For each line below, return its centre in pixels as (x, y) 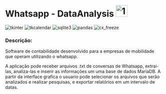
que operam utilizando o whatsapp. (42, 57)
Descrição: (19, 40)
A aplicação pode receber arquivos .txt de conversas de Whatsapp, (74, 66)
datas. (12, 88)
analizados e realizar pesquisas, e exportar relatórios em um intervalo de (80, 82)
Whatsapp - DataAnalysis (59, 14)
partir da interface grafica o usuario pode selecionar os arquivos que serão (82, 77)
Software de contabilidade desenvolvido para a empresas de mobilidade (80, 51)
